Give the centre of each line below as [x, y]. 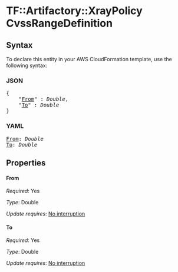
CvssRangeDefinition [60, 23]
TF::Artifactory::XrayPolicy [74, 11]
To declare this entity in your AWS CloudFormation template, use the [89, 59]
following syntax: [27, 65]
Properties [26, 163]
